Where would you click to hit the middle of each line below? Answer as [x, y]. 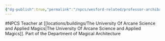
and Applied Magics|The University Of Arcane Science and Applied [73, 28]
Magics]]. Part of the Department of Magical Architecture [63, 33]
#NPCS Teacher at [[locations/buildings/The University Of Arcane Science [80, 23]
